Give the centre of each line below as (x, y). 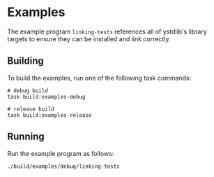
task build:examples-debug (46, 97)
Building (25, 61)
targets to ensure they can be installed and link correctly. (89, 38)
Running (26, 137)
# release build (31, 109)
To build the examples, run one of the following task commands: (99, 78)
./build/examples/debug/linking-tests (63, 166)
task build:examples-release (49, 115)
